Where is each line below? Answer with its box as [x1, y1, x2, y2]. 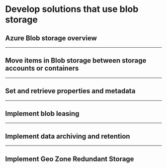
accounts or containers [5, 64, 79, 73]
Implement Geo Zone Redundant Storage [5, 155, 134, 163]
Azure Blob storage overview [5, 34, 97, 42]
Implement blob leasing [5, 109, 80, 118]
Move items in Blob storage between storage [5, 56, 147, 65]
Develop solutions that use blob [5, 3, 139, 15]
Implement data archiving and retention [5, 132, 130, 140]
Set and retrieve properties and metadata [5, 87, 136, 95]
